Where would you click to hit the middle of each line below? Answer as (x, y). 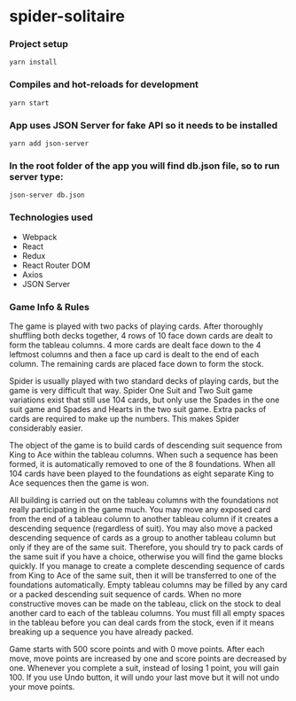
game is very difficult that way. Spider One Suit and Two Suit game (131, 390)
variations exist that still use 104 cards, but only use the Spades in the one (144, 400)
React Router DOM (56, 265)
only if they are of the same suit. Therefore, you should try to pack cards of (146, 547)
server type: (36, 177)
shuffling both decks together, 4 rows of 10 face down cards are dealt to (141, 335)
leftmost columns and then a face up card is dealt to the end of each (134, 354)
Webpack (39, 237)
